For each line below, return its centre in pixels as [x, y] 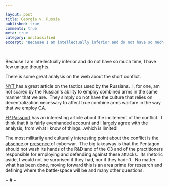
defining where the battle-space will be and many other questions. [75, 170]
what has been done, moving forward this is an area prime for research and [84, 165]
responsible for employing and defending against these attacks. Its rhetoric [84, 154]
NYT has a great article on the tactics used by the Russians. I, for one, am [83, 86]
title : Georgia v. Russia [32, 19]
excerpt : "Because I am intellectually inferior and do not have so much [85, 43]
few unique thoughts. [27, 67]
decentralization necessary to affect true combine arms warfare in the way [83, 102]
